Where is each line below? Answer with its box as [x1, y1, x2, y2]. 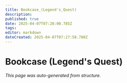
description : [5, 12, 32, 17]
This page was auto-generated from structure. [5, 72, 101, 78]
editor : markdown [5, 30, 41, 35]
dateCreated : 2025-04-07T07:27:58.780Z [5, 35, 88, 40]
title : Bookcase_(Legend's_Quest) [5, 7, 77, 12]
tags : [5, 26, 16, 31]
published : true [5, 16, 39, 21]
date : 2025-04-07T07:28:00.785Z [5, 21, 72, 26]
